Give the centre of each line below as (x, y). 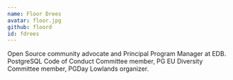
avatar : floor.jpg (34, 21)
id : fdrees (23, 34)
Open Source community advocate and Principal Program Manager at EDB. (117, 54)
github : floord (30, 27)
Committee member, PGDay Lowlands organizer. (78, 69)
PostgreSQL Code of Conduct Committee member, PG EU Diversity (105, 62)
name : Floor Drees (34, 14)
